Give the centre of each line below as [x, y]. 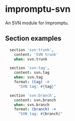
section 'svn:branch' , [33, 95]
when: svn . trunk [31, 59]
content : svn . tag [32, 73]
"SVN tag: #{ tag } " [37, 86]
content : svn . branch [35, 100]
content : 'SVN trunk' [36, 55]
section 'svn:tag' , [30, 68]
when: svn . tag [28, 77]
